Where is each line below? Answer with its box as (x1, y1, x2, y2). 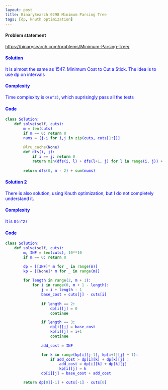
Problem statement (5, 32, 46, 38)
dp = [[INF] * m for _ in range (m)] (23, 264, 98, 269)
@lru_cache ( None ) (23, 145, 59, 150)
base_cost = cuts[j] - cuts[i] (41, 292, 107, 297)
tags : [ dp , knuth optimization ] (5, 17, 73, 22)
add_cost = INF (41, 343, 73, 348)
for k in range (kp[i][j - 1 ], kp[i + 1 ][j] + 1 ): (41, 352, 138, 357)
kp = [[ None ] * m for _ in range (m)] (23, 268, 100, 274)
